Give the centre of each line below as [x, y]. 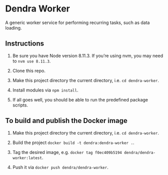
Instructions [25, 44]
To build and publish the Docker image [66, 121]
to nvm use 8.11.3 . [32, 61]
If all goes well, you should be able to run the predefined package [80, 99]
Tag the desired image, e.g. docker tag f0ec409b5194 [67, 152]
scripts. [20, 105]
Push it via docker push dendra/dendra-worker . [60, 167]
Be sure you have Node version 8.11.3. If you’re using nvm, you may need [88, 55]
